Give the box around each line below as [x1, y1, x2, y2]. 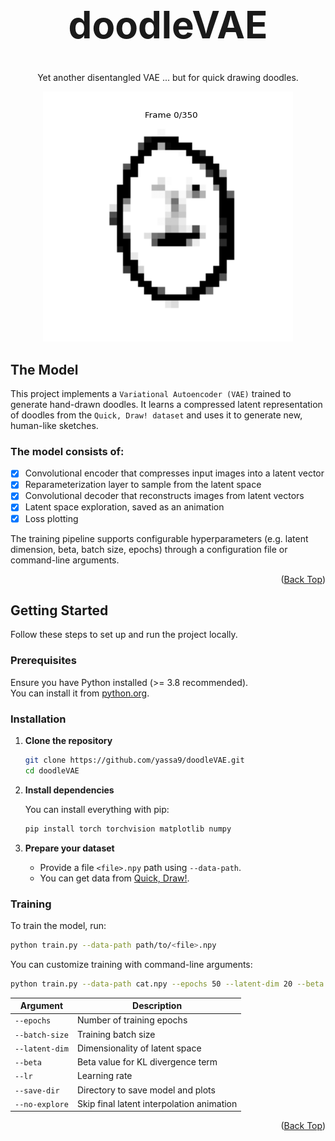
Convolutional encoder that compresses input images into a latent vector [24, 467, 325, 479]
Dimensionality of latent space [76, 1042, 202, 1054]
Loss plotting [24, 512, 79, 524]
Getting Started [10, 602, 109, 619]
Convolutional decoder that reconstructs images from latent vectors [24, 490, 305, 502]
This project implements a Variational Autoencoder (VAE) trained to [10, 388, 292, 399]
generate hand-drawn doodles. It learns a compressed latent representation [10, 399, 323, 410]
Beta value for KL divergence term [76, 1056, 218, 1068]
